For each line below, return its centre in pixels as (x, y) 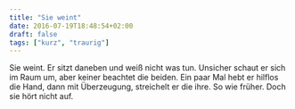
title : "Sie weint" (45, 17)
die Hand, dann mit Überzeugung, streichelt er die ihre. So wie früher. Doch (148, 87)
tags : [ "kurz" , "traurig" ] (59, 42)
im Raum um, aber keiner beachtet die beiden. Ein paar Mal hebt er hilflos (144, 78)
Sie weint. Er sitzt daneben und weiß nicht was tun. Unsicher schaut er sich (147, 68)
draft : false (33, 34)
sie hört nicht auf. (41, 96)
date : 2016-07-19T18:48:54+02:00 (71, 26)
